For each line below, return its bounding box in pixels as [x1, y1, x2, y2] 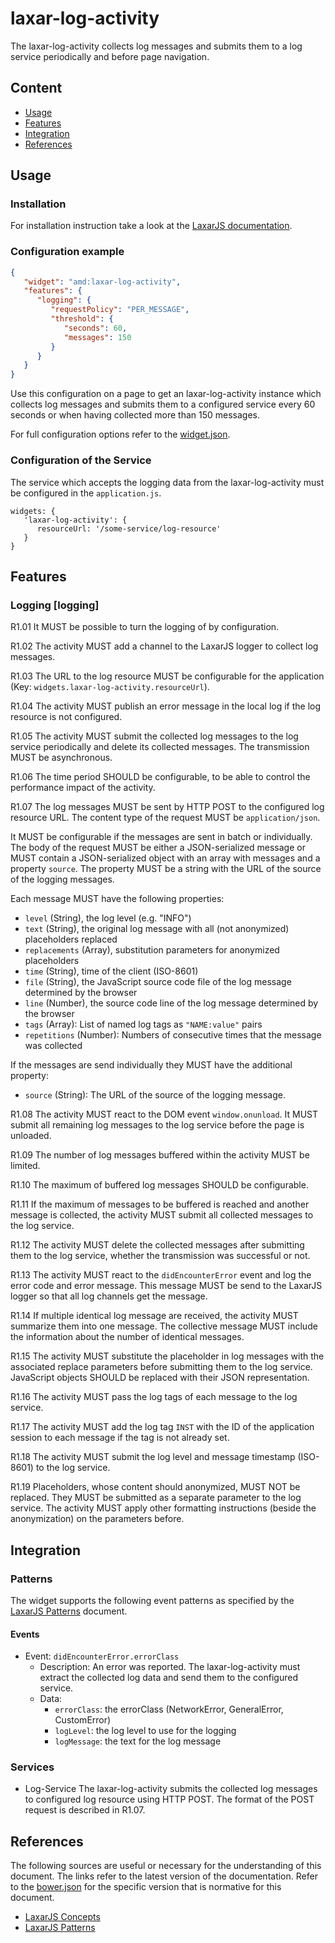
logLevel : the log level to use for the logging [54, 1725, 237, 1737]
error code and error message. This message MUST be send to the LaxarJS [10, 1280, 323, 1292]
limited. [10, 1160, 41, 1172]
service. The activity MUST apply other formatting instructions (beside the [10, 1502, 317, 1514]
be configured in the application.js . [10, 487, 162, 499]
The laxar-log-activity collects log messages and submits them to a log [10, 40, 303, 52]
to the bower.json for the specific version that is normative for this [10, 1881, 282, 1893]
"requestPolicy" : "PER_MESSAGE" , [50, 305, 190, 315]
